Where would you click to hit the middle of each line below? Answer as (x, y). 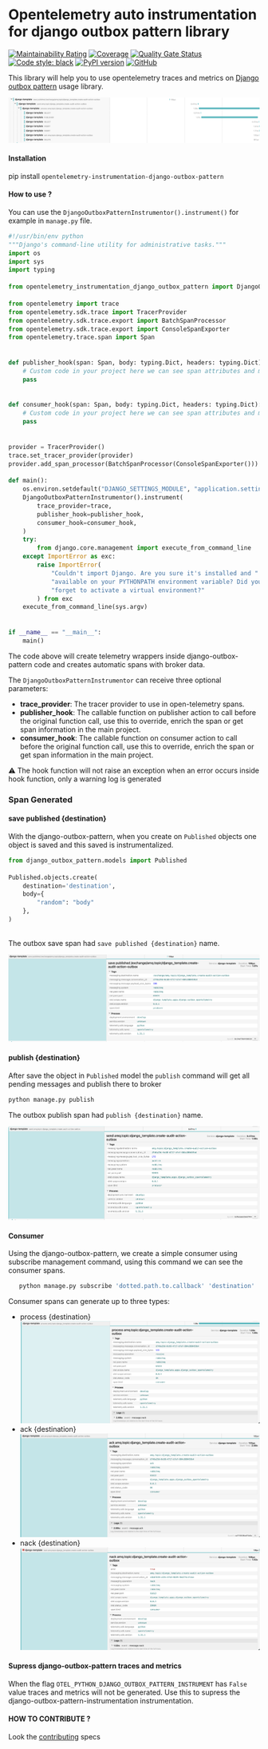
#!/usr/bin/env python (46, 236)
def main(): (28, 481)
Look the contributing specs (55, 1736)
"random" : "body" (65, 903)
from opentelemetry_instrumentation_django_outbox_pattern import (121, 287)
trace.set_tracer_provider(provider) (71, 455)
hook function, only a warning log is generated (85, 779)
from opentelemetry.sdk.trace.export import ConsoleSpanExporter (119, 329)
